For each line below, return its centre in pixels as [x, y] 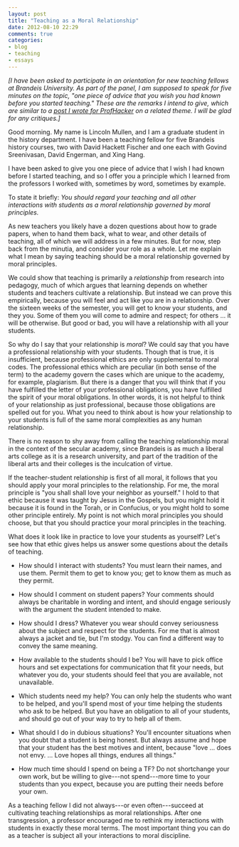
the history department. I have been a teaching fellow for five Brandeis [112, 139]
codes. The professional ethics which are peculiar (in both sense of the [112, 367]
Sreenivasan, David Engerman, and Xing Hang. [76, 154]
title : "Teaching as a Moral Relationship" [74, 21]
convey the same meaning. [58, 646]
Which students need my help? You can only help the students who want [125, 696]
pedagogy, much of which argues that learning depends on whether [108, 285]
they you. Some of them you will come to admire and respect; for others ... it [119, 315]
